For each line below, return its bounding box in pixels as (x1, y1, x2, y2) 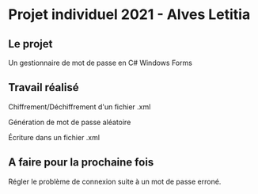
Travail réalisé (8, 81, 79, 94)
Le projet (8, 37, 53, 51)
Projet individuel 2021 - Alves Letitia (8, 6, 251, 24)
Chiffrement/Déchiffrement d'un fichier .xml (8, 101, 151, 112)
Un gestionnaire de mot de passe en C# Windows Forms (8, 58, 192, 67)
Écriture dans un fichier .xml (8, 132, 101, 142)
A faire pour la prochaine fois (8, 156, 154, 169)
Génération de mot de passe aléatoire (8, 117, 131, 127)
